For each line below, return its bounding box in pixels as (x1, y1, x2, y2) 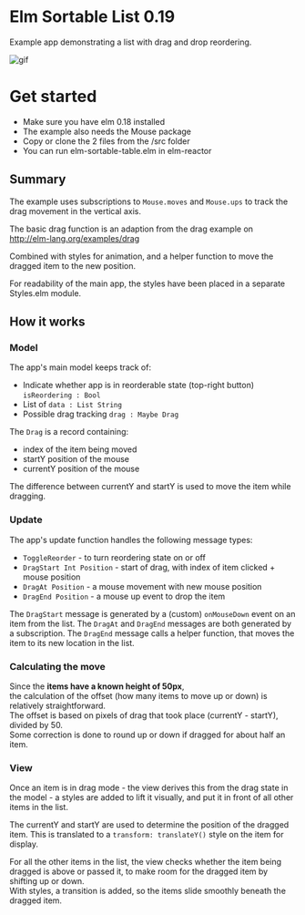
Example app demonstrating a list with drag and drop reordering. (9, 36, 252, 47)
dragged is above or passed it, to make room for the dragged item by (9, 866, 269, 877)
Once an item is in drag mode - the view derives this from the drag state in (9, 782, 289, 794)
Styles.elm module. (9, 287, 82, 298)
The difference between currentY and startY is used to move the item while (9, 481, 291, 492)
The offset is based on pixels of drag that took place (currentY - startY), (9, 709, 280, 721)
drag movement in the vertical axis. (9, 205, 141, 216)
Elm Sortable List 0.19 (9, 6, 176, 27)
